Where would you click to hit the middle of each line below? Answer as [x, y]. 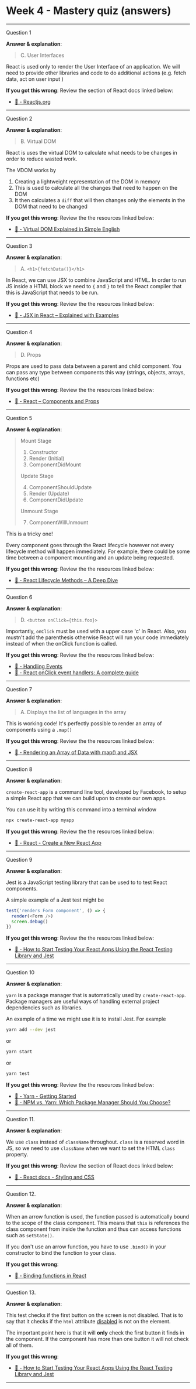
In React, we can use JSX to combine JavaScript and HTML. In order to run [96, 280]
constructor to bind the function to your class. [61, 1253]
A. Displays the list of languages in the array [73, 712]
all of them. [20, 1345]
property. [17, 1154]
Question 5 [19, 418]
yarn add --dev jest [31, 1030]
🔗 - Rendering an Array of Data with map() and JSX [76, 752]
